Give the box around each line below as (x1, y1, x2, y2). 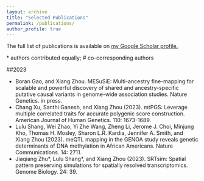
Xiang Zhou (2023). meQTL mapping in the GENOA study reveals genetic (15, 136, 199, 143)
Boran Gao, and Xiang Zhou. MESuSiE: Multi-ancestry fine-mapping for (15, 78, 194, 85)
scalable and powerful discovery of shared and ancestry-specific (15, 84, 180, 92)
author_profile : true (6, 26, 62, 32)
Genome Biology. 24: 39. (15, 168, 78, 176)
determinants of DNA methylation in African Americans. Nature (15, 142, 174, 149)
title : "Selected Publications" (6, 15, 88, 21)
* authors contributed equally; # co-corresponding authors (6, 54, 154, 61)
